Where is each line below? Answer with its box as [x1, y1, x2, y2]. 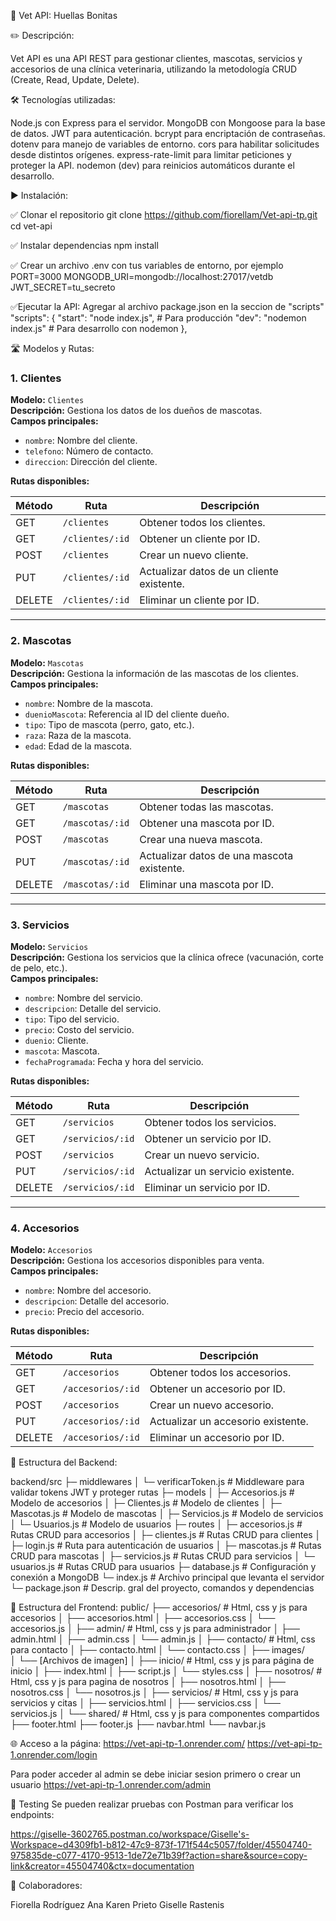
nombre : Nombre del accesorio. [24, 1285, 152, 1297]
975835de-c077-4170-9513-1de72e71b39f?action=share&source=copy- [10, 1850, 308, 1862]
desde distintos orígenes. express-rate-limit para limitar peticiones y [10, 149, 292, 160]
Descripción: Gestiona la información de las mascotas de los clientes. [10, 667, 299, 679]
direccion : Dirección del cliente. [24, 456, 158, 468]
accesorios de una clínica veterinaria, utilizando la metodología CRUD [10, 63, 298, 75]
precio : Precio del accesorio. [24, 1306, 145, 1318]
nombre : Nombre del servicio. [24, 991, 143, 1004]
